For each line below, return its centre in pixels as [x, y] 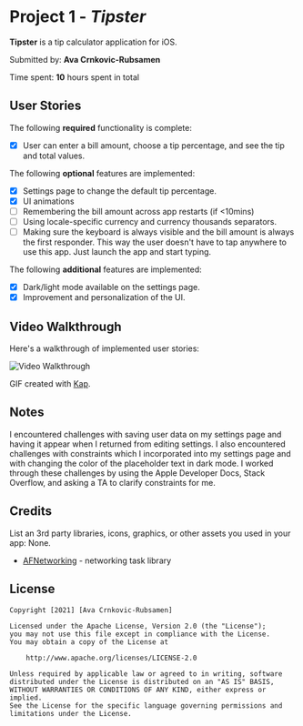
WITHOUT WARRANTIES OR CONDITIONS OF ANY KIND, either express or [138, 690]
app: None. [30, 542]
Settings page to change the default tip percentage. [119, 191]
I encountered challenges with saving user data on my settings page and [146, 434]
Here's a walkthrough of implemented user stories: [105, 348]
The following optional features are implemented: [102, 173]
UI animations [48, 201]
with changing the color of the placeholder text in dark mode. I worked [141, 463]
